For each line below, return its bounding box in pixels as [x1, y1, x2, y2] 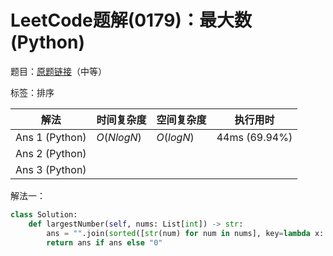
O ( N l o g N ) [96, 130, 142, 144]
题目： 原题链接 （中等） [10, 65, 107, 77]
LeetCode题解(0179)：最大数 [10, 9, 252, 32]
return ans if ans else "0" [46, 237, 163, 248]
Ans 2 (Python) [15, 146, 87, 160]
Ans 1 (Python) [15, 130, 87, 144]
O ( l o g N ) [156, 130, 195, 144]
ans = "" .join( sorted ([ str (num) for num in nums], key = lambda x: [46, 228, 325, 238]
